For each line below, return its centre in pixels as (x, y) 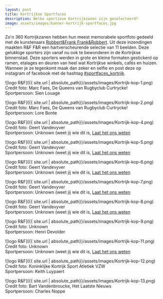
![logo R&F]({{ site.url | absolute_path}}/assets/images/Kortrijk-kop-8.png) (80, 202)
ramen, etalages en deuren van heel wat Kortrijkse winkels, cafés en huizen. (81, 63)
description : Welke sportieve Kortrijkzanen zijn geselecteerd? (72, 19)
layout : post (18, 10)
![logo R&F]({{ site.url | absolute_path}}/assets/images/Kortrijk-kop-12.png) (80, 261)
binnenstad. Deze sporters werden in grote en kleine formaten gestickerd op (81, 58)
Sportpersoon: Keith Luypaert (35, 272)
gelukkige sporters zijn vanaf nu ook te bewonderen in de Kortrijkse (73, 53)
